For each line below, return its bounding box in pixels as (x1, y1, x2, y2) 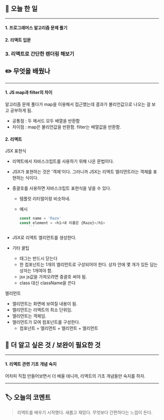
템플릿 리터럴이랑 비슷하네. (19, 196, 71, 202)
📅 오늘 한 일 (5, 4, 38, 13)
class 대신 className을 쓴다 (19, 280, 76, 286)
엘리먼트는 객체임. (12, 313, 46, 319)
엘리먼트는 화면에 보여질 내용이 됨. (12, 300, 78, 306)
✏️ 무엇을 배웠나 (5, 67, 50, 75)
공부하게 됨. (10, 107, 33, 113)
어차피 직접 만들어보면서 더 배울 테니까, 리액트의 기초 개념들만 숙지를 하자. (5, 373, 145, 379)
